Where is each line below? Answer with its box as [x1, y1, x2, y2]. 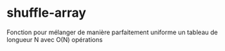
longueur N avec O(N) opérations [6, 35, 103, 43]
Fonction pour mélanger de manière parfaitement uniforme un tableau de [6, 28, 219, 36]
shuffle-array [6, 5, 86, 21]
